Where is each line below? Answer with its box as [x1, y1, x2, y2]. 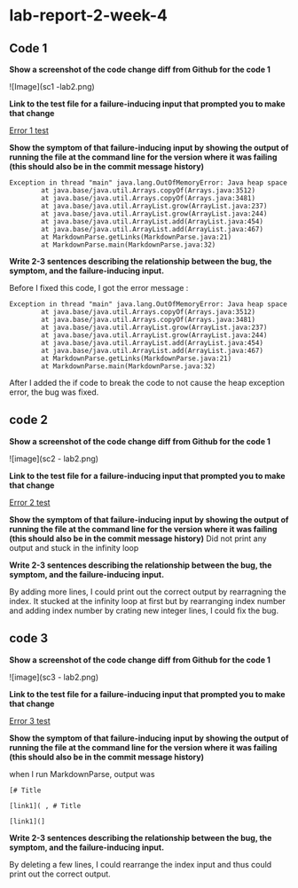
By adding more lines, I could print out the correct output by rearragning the [9, 586, 286, 597]
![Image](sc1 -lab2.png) [9, 82, 95, 91]
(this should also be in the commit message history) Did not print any [9, 533, 268, 544]
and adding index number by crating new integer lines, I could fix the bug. [9, 605, 279, 616]
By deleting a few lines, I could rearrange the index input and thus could [9, 859, 272, 869]
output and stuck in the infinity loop [9, 542, 139, 553]
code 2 [9, 413, 49, 428]
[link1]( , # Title [9, 801, 82, 810]
